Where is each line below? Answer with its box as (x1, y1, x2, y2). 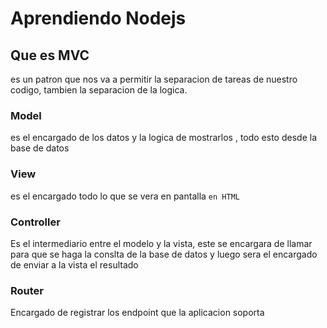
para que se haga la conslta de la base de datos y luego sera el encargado (10, 248, 318, 260)
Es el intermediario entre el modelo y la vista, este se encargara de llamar (10, 237, 313, 249)
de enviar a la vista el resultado (10, 258, 139, 271)
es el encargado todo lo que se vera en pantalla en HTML (10, 190, 240, 202)
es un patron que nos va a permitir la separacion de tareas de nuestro (10, 73, 298, 85)
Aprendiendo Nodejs (10, 7, 187, 30)
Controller (10, 215, 61, 229)
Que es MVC (10, 47, 90, 64)
